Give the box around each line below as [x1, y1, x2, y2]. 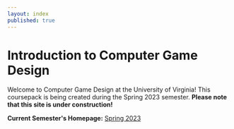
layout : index [7, 10, 49, 18]
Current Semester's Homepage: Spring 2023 [7, 114, 141, 123]
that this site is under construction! [7, 100, 113, 109]
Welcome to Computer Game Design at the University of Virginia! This [7, 85, 211, 94]
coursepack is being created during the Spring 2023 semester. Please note [7, 93, 228, 102]
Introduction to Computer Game [7, 47, 198, 63]
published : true [7, 17, 55, 24]
